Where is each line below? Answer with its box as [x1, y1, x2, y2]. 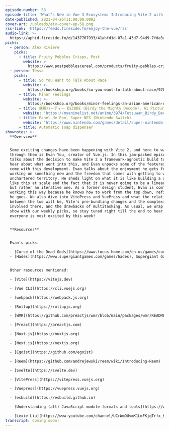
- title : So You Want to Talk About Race [18, 78, 107, 83]
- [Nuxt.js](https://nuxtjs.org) [10, 332, 80, 337]
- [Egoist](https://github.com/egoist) [10, 349, 94, 355]
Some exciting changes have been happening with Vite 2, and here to [10, 147, 158, 153]
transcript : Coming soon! [5, 418, 59, 423]
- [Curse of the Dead [10, 249, 55, 255]
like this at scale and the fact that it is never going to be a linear [10, 180, 165, 186]
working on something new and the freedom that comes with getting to [10, 171, 161, 176]
